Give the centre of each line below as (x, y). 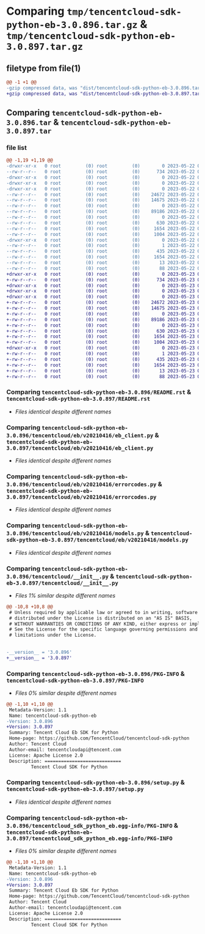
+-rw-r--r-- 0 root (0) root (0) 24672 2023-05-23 (101, 303)
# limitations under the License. (53, 635)
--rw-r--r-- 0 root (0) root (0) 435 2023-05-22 (101, 251)
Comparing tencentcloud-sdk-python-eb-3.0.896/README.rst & (99, 392)
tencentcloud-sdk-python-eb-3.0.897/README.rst (78, 399)
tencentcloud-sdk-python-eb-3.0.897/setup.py (75, 789)
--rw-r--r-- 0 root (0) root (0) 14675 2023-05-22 (101, 200)
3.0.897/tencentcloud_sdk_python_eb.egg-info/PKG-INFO (89, 838)
